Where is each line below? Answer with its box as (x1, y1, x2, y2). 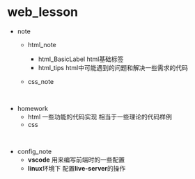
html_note (27, 40, 57, 49)
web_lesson (7, 4, 79, 20)
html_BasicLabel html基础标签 (38, 55, 124, 63)
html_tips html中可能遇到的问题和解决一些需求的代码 (38, 63, 188, 71)
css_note (27, 77, 54, 85)
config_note (17, 147, 52, 155)
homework (17, 104, 49, 112)
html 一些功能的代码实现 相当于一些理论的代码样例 (27, 112, 172, 121)
